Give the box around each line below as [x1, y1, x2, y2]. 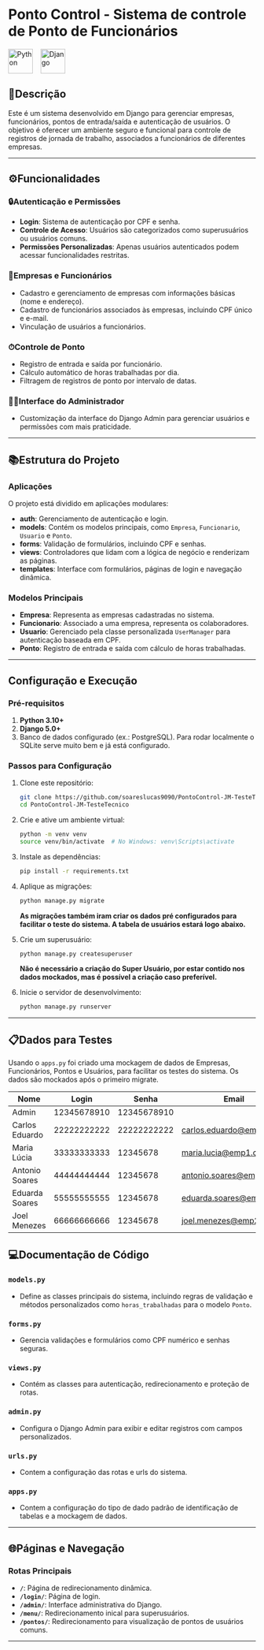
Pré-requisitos [8, 698, 64, 709]
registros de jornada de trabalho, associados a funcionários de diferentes [8, 133, 246, 143]
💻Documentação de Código [8, 1248, 149, 1261]
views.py [8, 1364, 42, 1373]
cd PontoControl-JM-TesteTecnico [19, 801, 130, 809]
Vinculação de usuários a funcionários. [19, 322, 147, 331]
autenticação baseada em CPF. [19, 635, 121, 645]
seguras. [19, 1344, 49, 1354]
